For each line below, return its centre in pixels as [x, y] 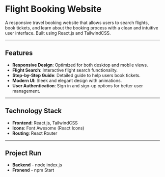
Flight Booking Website [53, 9]
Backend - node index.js [37, 165]
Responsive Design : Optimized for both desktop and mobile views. [80, 65]
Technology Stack [33, 111]
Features [19, 53]
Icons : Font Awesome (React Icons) [48, 128]
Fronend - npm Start [33, 170]
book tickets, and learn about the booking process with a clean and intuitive [82, 27]
